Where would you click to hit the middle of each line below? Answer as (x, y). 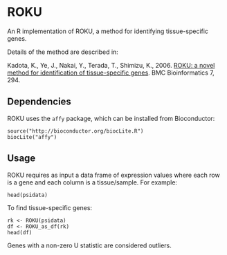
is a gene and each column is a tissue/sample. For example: (92, 182)
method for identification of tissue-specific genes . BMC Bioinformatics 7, (111, 73)
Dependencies (39, 102)
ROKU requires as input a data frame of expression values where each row (113, 175)
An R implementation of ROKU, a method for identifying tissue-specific (108, 31)
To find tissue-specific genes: (49, 207)
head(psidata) (28, 195)
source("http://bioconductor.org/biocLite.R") (75, 131)
